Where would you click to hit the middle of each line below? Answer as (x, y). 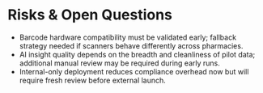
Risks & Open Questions (90, 15)
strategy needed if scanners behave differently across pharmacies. (131, 45)
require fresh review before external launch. (93, 80)
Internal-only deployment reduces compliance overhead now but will (134, 71)
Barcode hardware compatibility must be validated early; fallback (127, 37)
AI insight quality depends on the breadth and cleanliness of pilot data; (137, 54)
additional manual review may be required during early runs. (119, 63)
